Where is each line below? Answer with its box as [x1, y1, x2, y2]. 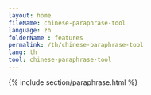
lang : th [8, 48, 37, 56]
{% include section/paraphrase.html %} [8, 77, 138, 87]
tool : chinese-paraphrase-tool [8, 56, 112, 64]
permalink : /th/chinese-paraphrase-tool [8, 41, 145, 49]
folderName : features [8, 33, 83, 42]
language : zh [8, 26, 52, 34]
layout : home [8, 11, 52, 20]
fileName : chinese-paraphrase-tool [8, 19, 126, 27]
